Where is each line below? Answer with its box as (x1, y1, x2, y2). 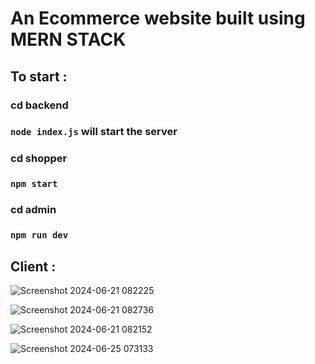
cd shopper (10, 152, 68, 166)
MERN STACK (10, 28, 127, 51)
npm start (10, 178, 58, 190)
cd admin (10, 203, 57, 217)
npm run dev (10, 230, 69, 241)
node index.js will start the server (10, 125, 178, 139)
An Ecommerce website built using (10, 7, 306, 30)
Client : (10, 258, 57, 275)
